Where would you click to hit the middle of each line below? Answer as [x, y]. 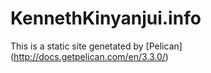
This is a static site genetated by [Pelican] [96, 46]
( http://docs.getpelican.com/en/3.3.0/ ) [89, 56]
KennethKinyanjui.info [106, 18]
